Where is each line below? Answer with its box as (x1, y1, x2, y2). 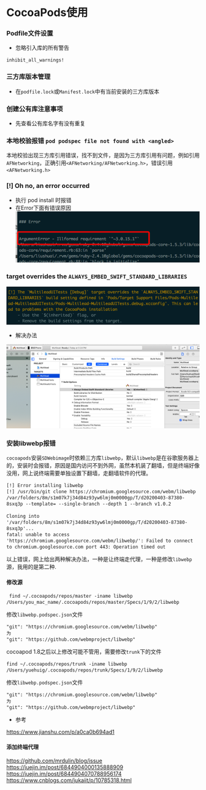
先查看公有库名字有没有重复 (15, 120, 86, 127)
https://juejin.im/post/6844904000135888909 (6, 764, 124, 771)
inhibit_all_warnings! (6, 57, 64, 63)
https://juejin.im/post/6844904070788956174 (6, 770, 122, 778)
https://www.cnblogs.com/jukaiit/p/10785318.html (6, 776, 132, 784)
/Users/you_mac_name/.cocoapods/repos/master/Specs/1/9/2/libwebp (6, 600, 180, 606)
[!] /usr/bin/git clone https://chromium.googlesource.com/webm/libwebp (6, 488, 196, 495)
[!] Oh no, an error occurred (6, 182, 90, 190)
